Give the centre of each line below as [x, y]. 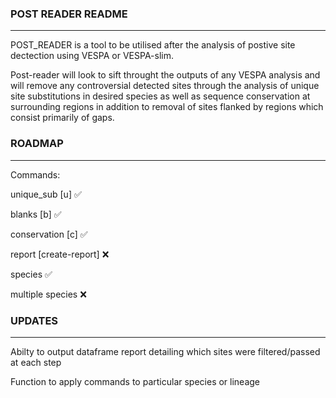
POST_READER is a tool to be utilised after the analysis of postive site [153, 45]
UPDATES [34, 320]
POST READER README [69, 14]
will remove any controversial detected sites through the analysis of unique [165, 86]
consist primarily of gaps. [62, 118]
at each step [36, 362]
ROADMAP [37, 144]
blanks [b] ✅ [36, 214]
